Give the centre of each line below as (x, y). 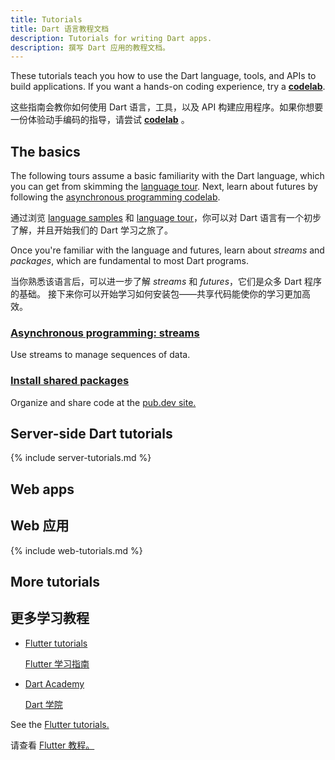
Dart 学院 (43, 704)
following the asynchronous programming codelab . (115, 197)
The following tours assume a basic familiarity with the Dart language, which (167, 176)
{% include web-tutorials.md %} (76, 550)
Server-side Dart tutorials (91, 434)
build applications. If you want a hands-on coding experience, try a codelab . (168, 87)
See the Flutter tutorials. (60, 724)
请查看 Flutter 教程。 (52, 745)
